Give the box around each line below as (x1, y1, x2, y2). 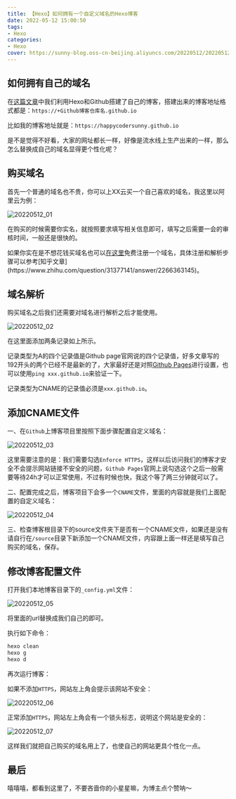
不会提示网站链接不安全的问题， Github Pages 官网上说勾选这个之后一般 (13, 465, 218, 473)
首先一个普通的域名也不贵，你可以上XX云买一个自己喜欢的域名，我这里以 (7, 187, 219, 195)
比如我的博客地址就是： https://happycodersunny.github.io (7, 121, 179, 129)
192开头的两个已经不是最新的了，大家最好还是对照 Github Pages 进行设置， (7, 360, 223, 369)
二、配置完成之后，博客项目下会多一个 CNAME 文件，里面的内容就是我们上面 (7, 488, 220, 496)
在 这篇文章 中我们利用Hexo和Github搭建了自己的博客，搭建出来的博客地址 (7, 97, 220, 105)
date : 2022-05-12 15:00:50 (7, 17, 86, 24)
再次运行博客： (7, 669, 51, 678)
